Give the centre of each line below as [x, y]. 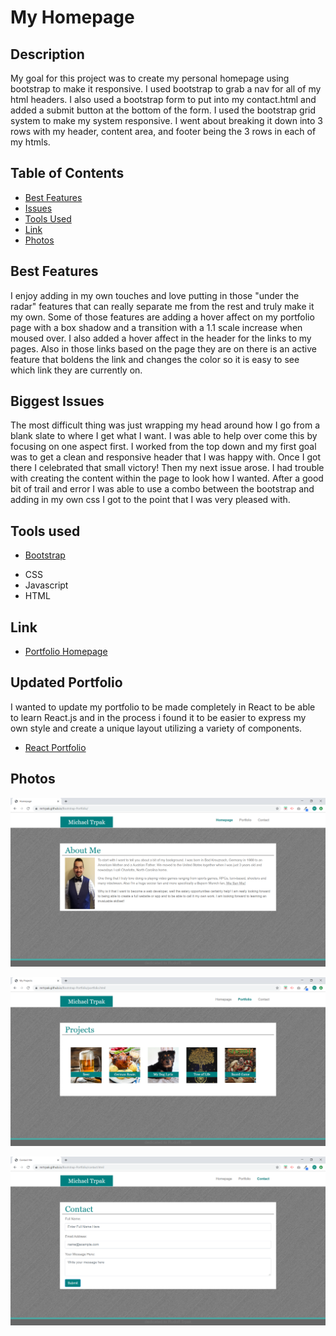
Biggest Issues [57, 401]
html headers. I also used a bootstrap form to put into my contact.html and [163, 99]
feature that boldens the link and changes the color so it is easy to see [155, 359]
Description [47, 54]
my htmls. [30, 142]
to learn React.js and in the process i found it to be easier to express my [158, 717]
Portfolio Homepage [66, 652]
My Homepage [72, 17]
